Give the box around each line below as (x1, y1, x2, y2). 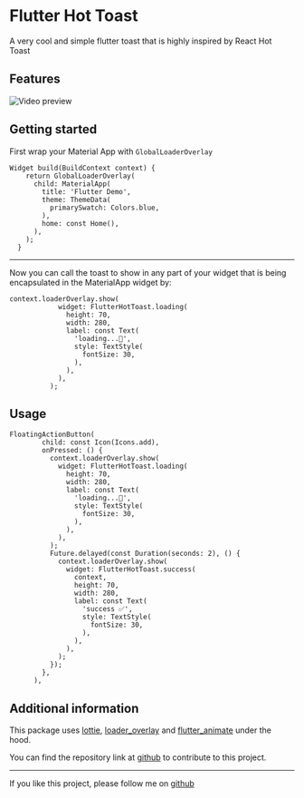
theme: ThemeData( (42, 195, 111, 204)
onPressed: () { (42, 446, 103, 455)
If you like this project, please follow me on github (9, 778, 195, 789)
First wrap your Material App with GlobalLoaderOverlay (9, 146, 213, 157)
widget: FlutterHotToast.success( (66, 565, 196, 574)
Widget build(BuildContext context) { (9, 163, 156, 172)
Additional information (9, 700, 139, 716)
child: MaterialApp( (33, 179, 111, 189)
